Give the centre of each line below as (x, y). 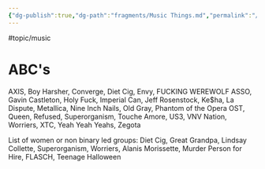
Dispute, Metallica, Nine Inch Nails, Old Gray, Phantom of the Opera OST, (127, 108)
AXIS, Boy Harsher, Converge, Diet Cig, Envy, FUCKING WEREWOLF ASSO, (130, 91)
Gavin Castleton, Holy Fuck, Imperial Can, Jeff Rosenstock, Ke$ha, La (121, 100)
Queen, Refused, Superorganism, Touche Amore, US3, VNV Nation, (118, 116)
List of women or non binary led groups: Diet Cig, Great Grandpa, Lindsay (127, 140)
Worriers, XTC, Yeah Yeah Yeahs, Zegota (75, 125)
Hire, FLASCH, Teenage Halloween (65, 156)
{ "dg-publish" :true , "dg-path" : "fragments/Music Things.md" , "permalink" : (130, 15)
